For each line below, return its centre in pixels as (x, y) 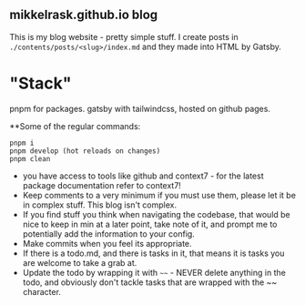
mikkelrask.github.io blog (84, 15)
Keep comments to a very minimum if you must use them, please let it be (159, 195)
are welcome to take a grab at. (80, 262)
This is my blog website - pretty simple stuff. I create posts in (124, 36)
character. (42, 291)
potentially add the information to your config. (109, 234)
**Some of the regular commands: (75, 126)
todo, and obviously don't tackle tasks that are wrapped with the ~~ (150, 282)
